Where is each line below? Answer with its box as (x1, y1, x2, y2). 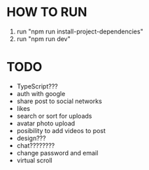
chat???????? (16, 141, 55, 150)
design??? (16, 134, 46, 142)
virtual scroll (16, 156, 53, 164)
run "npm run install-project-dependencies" (16, 27, 144, 36)
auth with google (16, 89, 66, 98)
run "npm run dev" (16, 34, 71, 42)
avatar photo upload (16, 119, 76, 127)
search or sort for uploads (16, 111, 92, 120)
